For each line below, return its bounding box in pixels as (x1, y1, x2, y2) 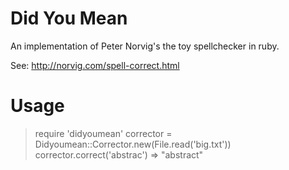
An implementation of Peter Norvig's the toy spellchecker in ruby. (10, 40, 280, 52)
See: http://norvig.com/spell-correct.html (10, 59, 180, 71)
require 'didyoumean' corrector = (34, 127, 173, 139)
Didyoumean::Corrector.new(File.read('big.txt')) (34, 138, 232, 150)
